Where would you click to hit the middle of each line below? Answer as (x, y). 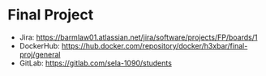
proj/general (40, 54)
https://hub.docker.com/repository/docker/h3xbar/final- (154, 45)
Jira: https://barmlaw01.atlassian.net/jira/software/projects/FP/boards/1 (138, 37)
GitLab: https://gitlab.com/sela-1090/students (95, 63)
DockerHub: (39, 45)
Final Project (51, 15)
